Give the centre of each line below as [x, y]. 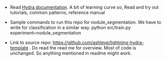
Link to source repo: [31, 42]
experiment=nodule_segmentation [46, 33]
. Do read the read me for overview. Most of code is [83, 48]
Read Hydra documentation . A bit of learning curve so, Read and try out [84, 7]
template [19, 48]
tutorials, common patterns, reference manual [57, 12]
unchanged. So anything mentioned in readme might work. [71, 53]
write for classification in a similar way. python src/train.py [70, 27]
